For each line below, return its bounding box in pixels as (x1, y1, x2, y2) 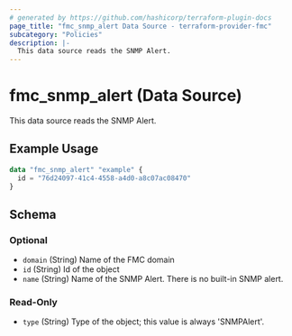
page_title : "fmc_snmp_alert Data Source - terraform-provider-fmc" (9, 22, 272, 31)
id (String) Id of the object (22, 264, 120, 275)
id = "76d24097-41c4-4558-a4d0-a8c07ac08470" (17, 173, 192, 183)
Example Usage (9, 141, 99, 157)
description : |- (9, 38, 70, 48)
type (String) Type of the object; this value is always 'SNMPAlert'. (22, 316, 265, 327)
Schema (9, 206, 57, 222)
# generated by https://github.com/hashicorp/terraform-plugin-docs (9, 13, 272, 23)
